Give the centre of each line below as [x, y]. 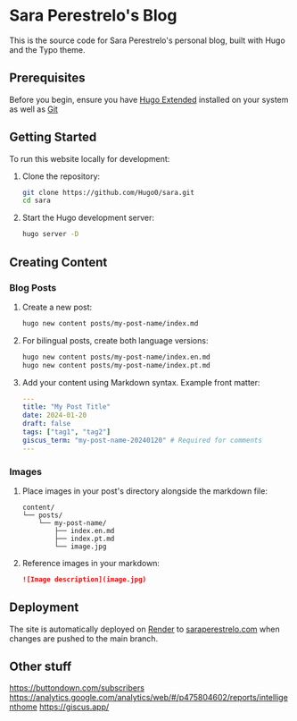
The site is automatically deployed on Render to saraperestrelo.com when [144, 629]
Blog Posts [33, 287]
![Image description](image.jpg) [84, 579]
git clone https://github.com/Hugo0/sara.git [108, 192]
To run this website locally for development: [90, 158]
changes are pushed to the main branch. [84, 638]
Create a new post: [57, 307]
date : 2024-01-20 [54, 416]
